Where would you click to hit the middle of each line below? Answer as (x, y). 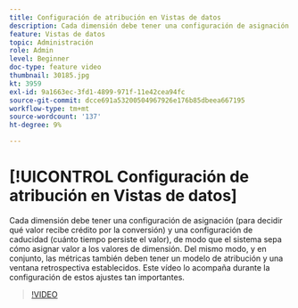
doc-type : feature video (55, 68)
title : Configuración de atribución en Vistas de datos (115, 17)
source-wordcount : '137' (55, 117)
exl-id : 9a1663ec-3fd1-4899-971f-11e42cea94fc (97, 92)
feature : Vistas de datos (57, 34)
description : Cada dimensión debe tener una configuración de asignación (149, 26)
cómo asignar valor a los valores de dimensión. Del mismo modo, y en (138, 248)
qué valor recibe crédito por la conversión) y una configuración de (131, 230)
